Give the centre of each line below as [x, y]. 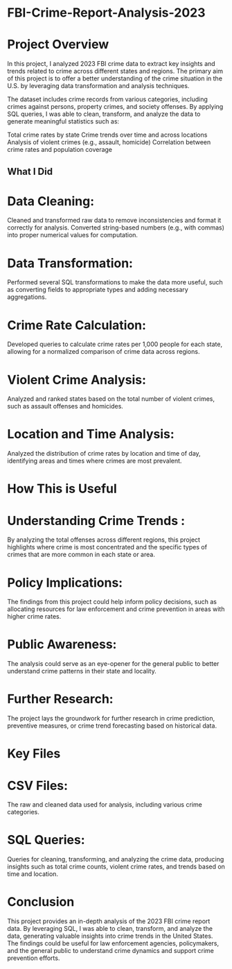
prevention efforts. [34, 958]
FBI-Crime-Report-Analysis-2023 [106, 13]
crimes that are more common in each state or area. [81, 555]
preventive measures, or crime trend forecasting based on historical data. [112, 726]
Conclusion [41, 902]
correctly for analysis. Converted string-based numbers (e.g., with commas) [116, 228]
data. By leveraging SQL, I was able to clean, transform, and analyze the [110, 929]
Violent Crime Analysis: [77, 380]
